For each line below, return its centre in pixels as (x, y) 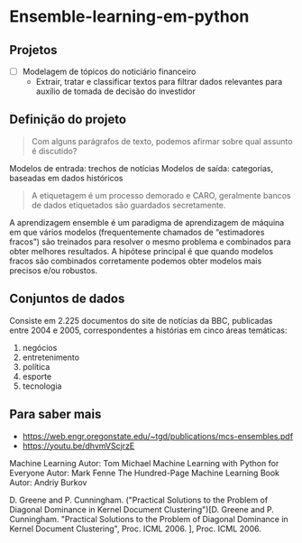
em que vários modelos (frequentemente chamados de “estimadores (137, 232)
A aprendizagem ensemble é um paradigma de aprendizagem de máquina (147, 222)
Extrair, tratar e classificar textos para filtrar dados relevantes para (159, 82)
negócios (40, 347)
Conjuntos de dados (67, 299)
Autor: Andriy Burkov (48, 482)
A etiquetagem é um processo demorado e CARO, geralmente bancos (161, 195)
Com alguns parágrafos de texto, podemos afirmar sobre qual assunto (162, 141)
